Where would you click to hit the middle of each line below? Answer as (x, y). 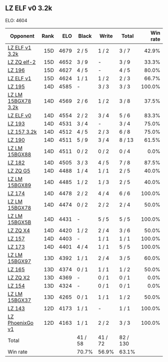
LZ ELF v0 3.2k (29, 8)
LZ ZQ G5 (19, 170)
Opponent (22, 36)
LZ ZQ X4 (19, 230)
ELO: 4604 (16, 20)
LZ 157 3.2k (22, 132)
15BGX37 (19, 300)
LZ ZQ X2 (19, 278)
